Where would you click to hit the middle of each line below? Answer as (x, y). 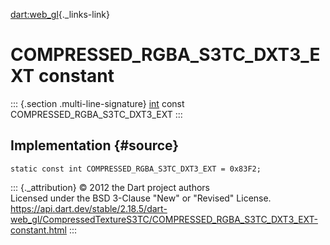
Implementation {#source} (95, 145)
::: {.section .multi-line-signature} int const (97, 103)
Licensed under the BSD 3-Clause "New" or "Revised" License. (141, 198)
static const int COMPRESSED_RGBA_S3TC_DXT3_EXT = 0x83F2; (136, 169)
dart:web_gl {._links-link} (60, 14)
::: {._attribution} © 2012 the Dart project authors (110, 187)
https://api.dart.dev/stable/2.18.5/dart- (89, 208)
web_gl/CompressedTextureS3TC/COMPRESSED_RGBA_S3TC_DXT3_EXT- (164, 219)
